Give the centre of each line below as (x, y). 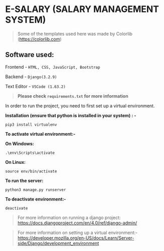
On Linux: (16, 162)
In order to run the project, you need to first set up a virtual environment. (80, 106)
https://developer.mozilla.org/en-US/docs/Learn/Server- (76, 238)
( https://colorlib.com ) (39, 39)
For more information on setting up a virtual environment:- (77, 232)
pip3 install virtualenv (31, 124)
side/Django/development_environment (58, 243)
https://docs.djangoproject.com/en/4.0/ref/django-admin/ (77, 223)
